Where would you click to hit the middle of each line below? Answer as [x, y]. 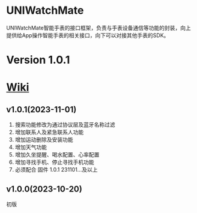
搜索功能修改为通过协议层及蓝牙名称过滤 [65, 125]
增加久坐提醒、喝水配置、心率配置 [57, 155]
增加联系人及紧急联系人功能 [49, 132]
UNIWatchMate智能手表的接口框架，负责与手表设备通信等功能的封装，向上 [98, 28]
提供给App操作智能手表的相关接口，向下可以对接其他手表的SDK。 [88, 35]
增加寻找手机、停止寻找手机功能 [54, 162]
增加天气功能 [31, 147]
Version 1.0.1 [38, 60]
